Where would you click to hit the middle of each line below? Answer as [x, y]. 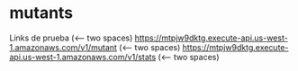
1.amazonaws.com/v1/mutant [63, 47]
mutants [41, 13]
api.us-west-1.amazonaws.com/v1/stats [83, 57]
